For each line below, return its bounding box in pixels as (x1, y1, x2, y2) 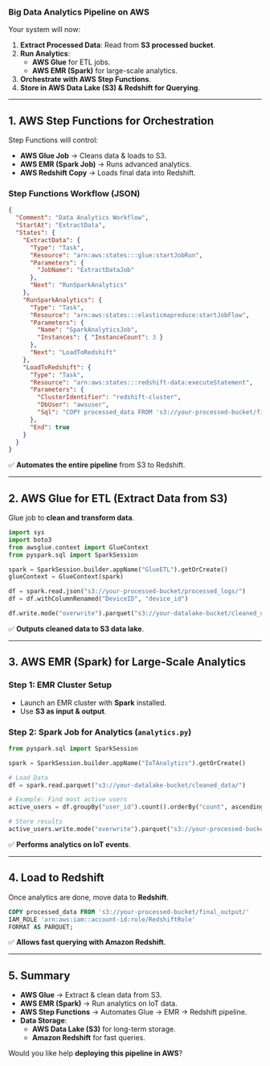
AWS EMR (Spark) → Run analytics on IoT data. (19, 998, 178, 1008)
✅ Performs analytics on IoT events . (8, 839, 131, 849)
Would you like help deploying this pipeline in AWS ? (8, 1048, 183, 1058)
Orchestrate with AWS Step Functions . (19, 75, 151, 84)
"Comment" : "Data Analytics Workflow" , (15, 214, 149, 222)
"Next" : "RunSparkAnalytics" (29, 281, 128, 290)
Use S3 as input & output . (19, 706, 107, 716)
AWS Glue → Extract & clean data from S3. (19, 990, 162, 1000)
